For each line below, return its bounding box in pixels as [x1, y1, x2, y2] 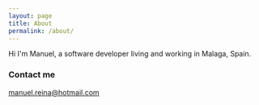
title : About [8, 19, 53, 27]
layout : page [8, 11, 53, 20]
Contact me [8, 69, 56, 81]
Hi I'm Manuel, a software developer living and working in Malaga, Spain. [8, 49, 252, 59]
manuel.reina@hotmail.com [8, 87, 100, 97]
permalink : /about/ [8, 27, 74, 35]
